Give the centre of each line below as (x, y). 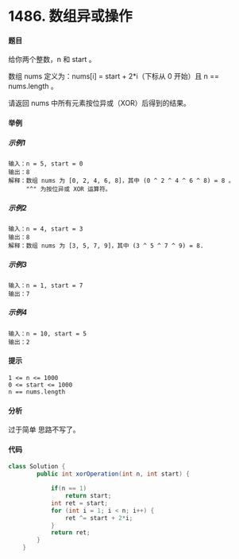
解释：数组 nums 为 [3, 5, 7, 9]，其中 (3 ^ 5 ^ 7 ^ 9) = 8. (106, 246)
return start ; (88, 496)
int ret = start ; (79, 503)
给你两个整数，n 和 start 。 (52, 60)
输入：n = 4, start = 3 (46, 229)
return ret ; (70, 533)
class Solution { (37, 467)
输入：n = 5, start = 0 (46, 164)
